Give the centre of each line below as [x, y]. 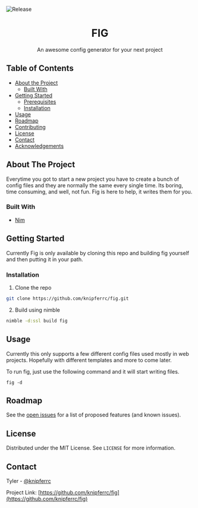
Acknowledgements [39, 146]
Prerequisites [40, 102]
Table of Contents [40, 68]
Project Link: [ [23, 492]
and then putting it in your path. [45, 259]
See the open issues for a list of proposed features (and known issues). [94, 415]
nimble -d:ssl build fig [37, 321]
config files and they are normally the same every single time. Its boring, [95, 185]
